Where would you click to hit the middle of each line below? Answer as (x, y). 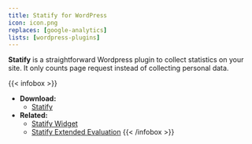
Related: (33, 116)
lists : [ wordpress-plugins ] (54, 37)
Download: (38, 98)
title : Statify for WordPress (58, 15)
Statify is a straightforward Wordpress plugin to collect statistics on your (126, 60)
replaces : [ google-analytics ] (58, 30)
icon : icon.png (33, 23)
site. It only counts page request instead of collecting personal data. (119, 68)
